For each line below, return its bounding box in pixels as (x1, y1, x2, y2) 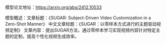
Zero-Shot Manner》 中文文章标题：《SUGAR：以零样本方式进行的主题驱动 (5, 21, 157, 27)
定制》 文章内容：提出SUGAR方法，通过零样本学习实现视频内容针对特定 (9, 27, 156, 33)
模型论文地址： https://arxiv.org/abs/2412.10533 (5, 4, 102, 10)
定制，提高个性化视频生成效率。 (13, 34, 79, 39)
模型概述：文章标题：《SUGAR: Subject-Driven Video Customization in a (5, 15, 151, 21)
